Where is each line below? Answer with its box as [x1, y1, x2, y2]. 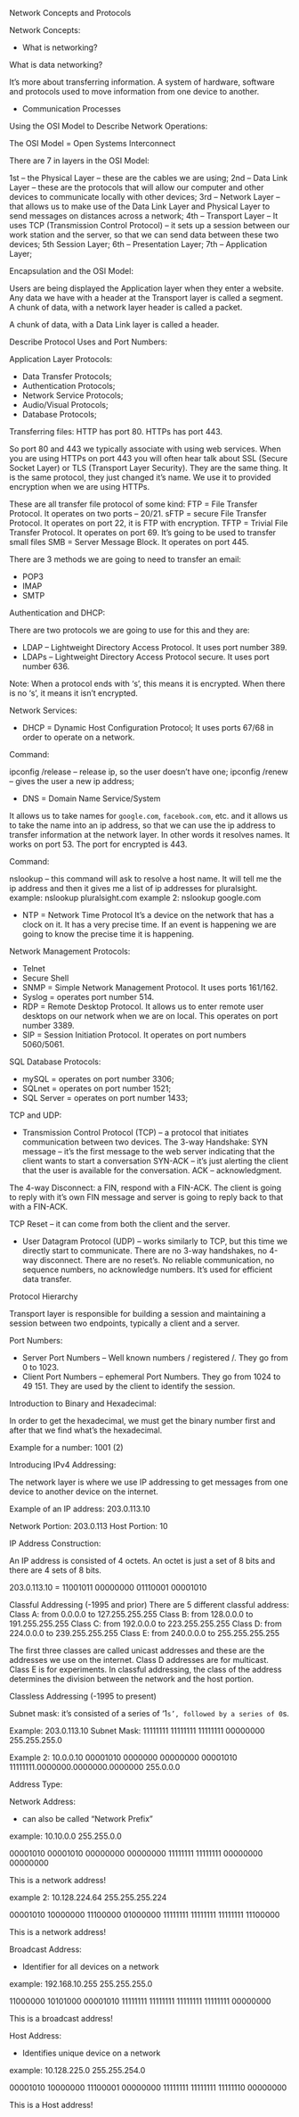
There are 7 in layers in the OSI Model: [9, 155, 149, 166]
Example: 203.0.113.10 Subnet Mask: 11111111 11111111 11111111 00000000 [9, 1725, 265, 1736]
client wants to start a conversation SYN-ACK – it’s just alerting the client [21, 1155, 289, 1166]
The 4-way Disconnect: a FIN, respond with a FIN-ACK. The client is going [9, 1182, 282, 1193]
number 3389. [21, 1021, 75, 1030]
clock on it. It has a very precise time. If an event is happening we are [21, 919, 277, 930]
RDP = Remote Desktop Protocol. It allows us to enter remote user [21, 1001, 264, 1012]
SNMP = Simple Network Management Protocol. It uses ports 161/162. [21, 982, 279, 993]
